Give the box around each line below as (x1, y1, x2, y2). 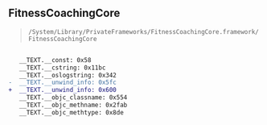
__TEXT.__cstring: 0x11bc (18, 64, 106, 72)
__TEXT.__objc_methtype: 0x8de (18, 108, 125, 116)
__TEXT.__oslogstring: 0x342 (18, 71, 117, 79)
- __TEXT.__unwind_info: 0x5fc (8, 78, 117, 87)
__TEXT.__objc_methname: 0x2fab (18, 101, 128, 110)
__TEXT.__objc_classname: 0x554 (18, 94, 128, 102)
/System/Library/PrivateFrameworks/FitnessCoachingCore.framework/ (27, 27, 259, 35)
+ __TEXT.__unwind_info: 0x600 (8, 86, 117, 94)
